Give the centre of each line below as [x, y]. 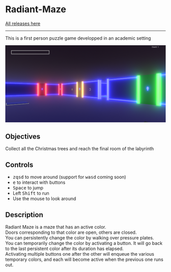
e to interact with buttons [39, 182]
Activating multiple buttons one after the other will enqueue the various [80, 254]
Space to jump [28, 188]
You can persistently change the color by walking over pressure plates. [80, 238]
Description [24, 215]
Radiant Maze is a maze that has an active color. [56, 227]
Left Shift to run [31, 193]
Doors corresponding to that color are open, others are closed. [71, 232]
